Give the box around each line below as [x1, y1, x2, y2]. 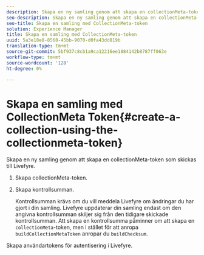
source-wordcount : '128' [6, 60, 69, 66]
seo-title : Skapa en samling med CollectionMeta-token [6, 20, 148, 26]
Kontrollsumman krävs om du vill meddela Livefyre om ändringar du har [15, 198, 194, 205]
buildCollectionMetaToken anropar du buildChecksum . [15, 230, 148, 237]
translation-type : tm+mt [6, 43, 69, 49]
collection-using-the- [6, 123, 118, 137]
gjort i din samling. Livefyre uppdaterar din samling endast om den [15, 204, 182, 212]
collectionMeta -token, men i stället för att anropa [15, 223, 138, 231]
